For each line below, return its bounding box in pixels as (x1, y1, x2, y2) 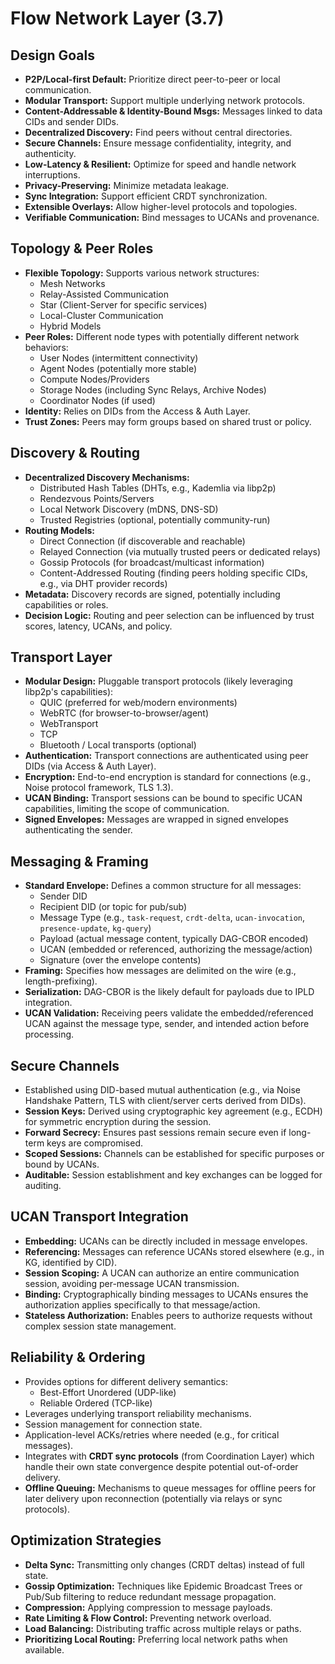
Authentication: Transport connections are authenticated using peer (24, 750, 309, 762)
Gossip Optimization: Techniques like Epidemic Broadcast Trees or (24, 1580, 303, 1592)
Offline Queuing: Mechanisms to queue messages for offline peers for (24, 1482, 317, 1494)
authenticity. (24, 148, 77, 159)
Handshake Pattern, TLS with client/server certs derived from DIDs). (24, 1095, 307, 1107)
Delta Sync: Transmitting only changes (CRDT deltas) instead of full (24, 1558, 305, 1571)
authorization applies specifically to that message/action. (24, 1298, 261, 1311)
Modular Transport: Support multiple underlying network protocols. (24, 95, 306, 106)
